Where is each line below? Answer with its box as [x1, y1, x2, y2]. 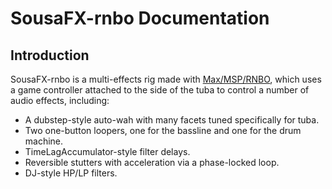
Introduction [10, 47, 90, 64]
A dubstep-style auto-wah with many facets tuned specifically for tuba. [24, 114, 320, 126]
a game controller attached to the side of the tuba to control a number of [10, 84, 310, 96]
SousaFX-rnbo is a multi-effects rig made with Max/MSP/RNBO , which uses [10, 73, 322, 85]
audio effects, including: [10, 95, 110, 106]
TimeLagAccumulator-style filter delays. [24, 146, 191, 157]
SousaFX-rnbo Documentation [10, 7, 270, 30]
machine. [24, 135, 64, 147]
